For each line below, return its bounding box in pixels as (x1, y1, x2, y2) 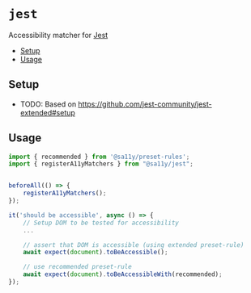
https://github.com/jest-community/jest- (78, 99, 212, 109)
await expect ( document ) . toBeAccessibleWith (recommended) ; (23, 270, 223, 278)
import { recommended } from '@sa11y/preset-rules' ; (8, 153, 190, 161)
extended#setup (19, 107, 75, 117)
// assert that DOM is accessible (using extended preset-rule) (23, 241, 245, 249)
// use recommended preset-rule (23, 263, 132, 271)
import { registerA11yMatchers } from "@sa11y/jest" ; (8, 160, 194, 168)
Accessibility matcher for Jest (8, 30, 108, 40)
